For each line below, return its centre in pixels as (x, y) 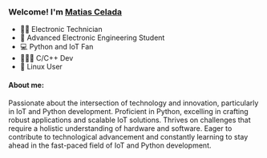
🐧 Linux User (41, 67)
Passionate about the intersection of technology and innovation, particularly (133, 103)
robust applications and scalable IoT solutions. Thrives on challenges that (129, 120)
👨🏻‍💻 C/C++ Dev (47, 58)
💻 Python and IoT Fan (57, 47)
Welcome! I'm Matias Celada (65, 12)
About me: (26, 85)
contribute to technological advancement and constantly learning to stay (128, 136)
